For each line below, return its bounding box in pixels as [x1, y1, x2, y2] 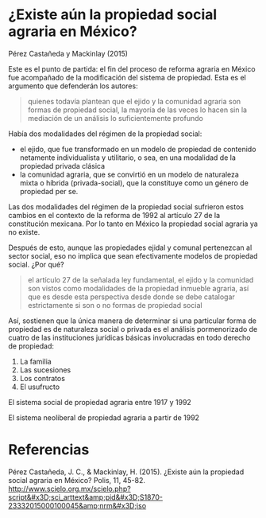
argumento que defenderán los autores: [8, 81, 138, 91]
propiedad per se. [19, 186, 79, 196]
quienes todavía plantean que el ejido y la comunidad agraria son [27, 96, 241, 106]
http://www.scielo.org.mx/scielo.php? [8, 484, 131, 493]
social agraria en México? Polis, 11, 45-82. [8, 475, 145, 485]
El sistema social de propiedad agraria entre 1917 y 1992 [8, 397, 192, 407]
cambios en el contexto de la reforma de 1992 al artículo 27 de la [8, 210, 221, 220]
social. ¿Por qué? [8, 259, 65, 269]
